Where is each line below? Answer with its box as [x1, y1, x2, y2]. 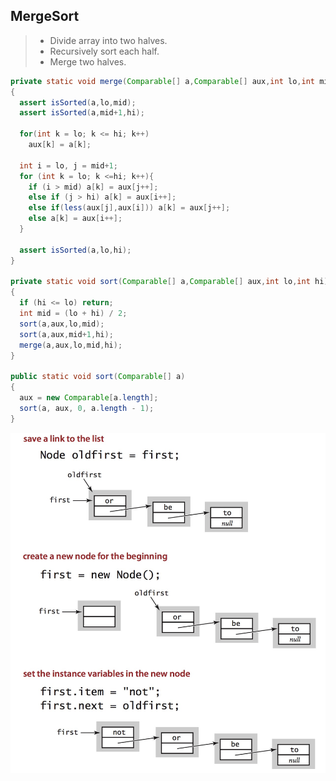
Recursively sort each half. [49, 45, 160, 57]
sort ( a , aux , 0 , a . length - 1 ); [19, 403, 155, 413]
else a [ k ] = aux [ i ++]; [28, 214, 123, 224]
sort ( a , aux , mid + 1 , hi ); [19, 329, 114, 339]
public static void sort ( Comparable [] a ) [10, 372, 186, 382]
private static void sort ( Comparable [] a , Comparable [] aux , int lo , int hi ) [10, 277, 329, 287]
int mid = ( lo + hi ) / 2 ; [19, 309, 128, 319]
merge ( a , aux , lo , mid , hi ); [19, 340, 123, 350]
